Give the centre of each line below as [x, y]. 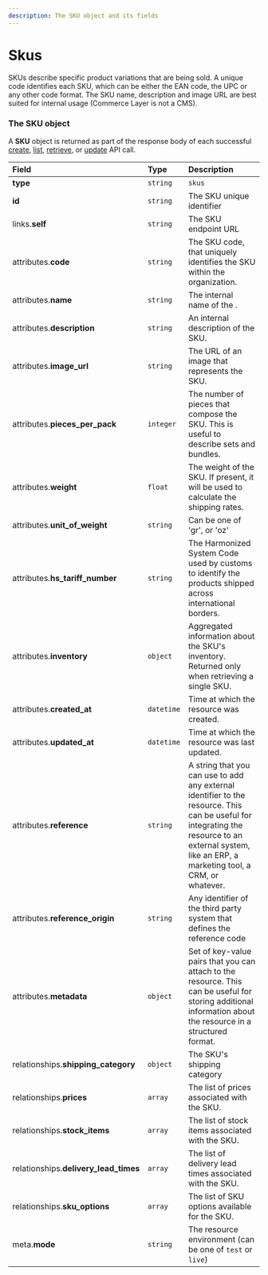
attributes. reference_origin [63, 918]
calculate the [212, 497]
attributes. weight [45, 487]
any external [211, 785]
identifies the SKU [222, 262]
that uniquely [213, 251]
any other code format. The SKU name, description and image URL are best [132, 94]
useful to [205, 434]
